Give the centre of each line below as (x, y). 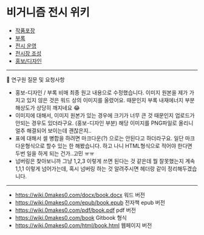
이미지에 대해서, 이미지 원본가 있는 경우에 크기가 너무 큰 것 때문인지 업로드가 (105, 115)
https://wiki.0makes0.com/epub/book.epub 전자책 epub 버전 (90, 202)
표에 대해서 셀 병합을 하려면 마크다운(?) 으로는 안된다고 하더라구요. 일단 (99, 138)
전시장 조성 (28, 53)
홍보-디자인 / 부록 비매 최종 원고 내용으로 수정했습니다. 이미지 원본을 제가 (101, 93)
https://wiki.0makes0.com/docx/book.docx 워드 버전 (80, 195)
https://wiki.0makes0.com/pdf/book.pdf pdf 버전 (76, 210)
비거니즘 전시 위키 (48, 12)
